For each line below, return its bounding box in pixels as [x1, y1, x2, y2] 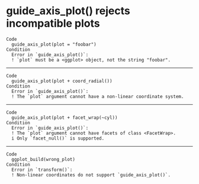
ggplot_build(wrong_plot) [11, 156, 76, 162]
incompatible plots [6, 17, 100, 30]
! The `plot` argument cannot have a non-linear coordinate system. [11, 93, 184, 99]
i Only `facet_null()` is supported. [11, 135, 105, 141]
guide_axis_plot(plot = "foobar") [11, 41, 97, 47]
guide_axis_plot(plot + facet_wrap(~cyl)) [11, 114, 118, 121]
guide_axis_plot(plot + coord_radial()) [11, 78, 113, 84]
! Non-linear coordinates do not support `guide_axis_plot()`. [11, 172, 171, 178]
